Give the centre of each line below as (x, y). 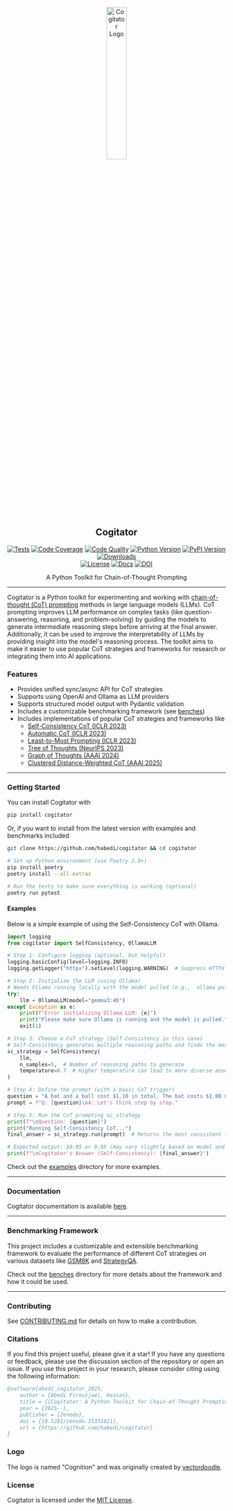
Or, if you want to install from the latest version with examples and (102, 829)
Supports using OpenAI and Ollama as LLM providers (93, 697)
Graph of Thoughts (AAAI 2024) (74, 756)
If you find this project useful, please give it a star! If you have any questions (116, 1354)
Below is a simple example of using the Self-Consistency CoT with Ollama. (113, 924)
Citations (23, 1339)
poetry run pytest (34, 893)
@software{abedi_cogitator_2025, (55, 1389)
